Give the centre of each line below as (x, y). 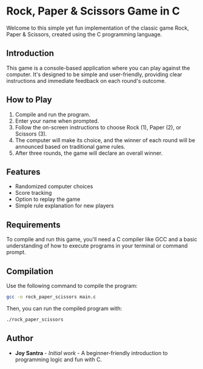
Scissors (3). (31, 134)
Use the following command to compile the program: (72, 286)
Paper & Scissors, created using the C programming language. (84, 34)
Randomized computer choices (54, 186)
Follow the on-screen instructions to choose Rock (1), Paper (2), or (98, 127)
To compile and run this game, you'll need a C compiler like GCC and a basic (102, 240)
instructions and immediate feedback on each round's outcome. (86, 80)
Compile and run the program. (53, 114)
